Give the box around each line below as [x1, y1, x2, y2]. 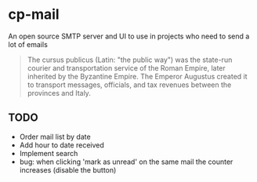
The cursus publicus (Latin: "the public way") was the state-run [27, 55, 233, 64]
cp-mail [8, 5, 60, 24]
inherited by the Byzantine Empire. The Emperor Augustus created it [27, 71, 248, 81]
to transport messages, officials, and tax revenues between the [27, 80, 232, 89]
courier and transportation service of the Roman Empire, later [27, 63, 226, 72]
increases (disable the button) [19, 165, 117, 174]
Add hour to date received [19, 140, 104, 150]
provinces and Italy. [27, 88, 92, 97]
